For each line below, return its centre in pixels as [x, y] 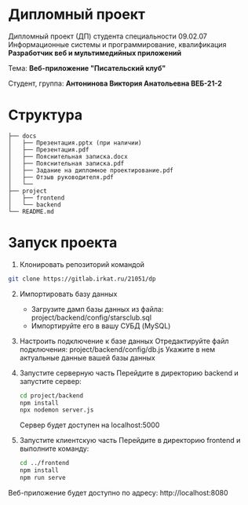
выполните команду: [54, 448]
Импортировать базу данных [68, 294]
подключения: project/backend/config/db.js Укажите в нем [117, 349]
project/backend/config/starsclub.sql [91, 317]
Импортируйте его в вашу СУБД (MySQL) [101, 326]
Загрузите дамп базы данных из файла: [97, 309]
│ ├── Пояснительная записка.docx [68, 156]
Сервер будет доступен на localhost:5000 [89, 425]
